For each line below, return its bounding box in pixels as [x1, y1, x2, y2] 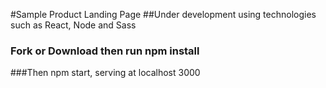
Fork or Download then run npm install [10, 44, 200, 58]
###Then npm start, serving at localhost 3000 [10, 67, 201, 79]
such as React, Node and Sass [10, 19, 137, 31]
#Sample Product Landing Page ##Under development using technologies [10, 9, 317, 20]
